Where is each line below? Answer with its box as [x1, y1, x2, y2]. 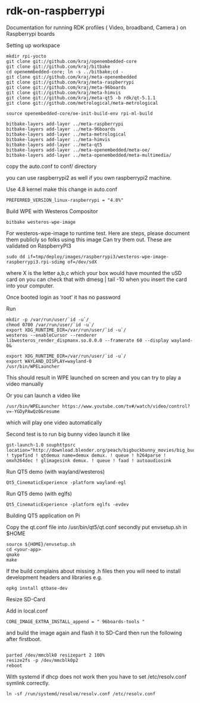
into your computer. [6, 282, 55, 289]
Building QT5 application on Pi [6, 512, 80, 519]
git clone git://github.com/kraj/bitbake [6, 64, 111, 70]
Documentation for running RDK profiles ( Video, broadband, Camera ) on [6, 24, 186, 31]
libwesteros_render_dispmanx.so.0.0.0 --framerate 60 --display [6, 338, 169, 343]
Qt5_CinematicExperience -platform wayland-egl [6, 479, 127, 486]
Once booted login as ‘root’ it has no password [6, 293, 121, 301]
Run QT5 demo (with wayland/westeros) [6, 468, 105, 475]
